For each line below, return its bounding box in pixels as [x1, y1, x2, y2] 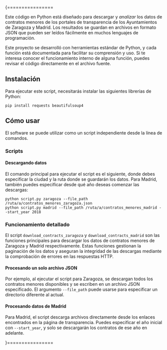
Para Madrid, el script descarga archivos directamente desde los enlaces [5, 314, 156, 320]
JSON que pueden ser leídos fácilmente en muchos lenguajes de [5, 30, 139, 35]
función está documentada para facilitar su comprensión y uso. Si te [5, 50, 146, 56]
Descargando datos [5, 160, 47, 166]
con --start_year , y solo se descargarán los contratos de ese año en [5, 325, 148, 331]
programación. [5, 35, 35, 41]
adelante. [5, 330, 24, 336]
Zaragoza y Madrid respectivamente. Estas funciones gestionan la [5, 243, 141, 249]
